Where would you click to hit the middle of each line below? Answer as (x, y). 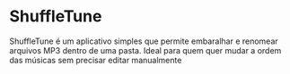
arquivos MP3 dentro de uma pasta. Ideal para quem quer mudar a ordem (145, 50)
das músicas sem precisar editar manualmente (96, 60)
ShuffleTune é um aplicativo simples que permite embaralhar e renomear (144, 41)
